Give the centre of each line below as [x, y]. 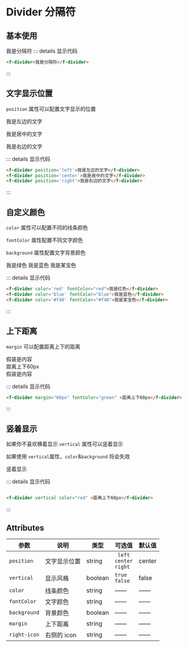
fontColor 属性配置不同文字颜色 [45, 240]
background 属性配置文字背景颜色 [46, 253]
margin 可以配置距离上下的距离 [43, 346]
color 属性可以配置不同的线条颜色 [47, 228]
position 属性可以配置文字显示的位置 [51, 109]
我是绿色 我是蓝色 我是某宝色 [41, 265]
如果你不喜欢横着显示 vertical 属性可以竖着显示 [65, 444]
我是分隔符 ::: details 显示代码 [42, 51]
